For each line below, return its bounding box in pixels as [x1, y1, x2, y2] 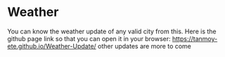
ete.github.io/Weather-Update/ [7, 42, 96, 50]
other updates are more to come [97, 42, 192, 50]
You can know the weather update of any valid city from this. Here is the [7, 27, 217, 35]
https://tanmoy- [172, 34, 218, 42]
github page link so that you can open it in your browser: [7, 34, 171, 42]
